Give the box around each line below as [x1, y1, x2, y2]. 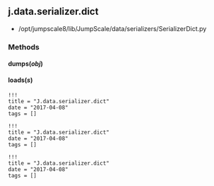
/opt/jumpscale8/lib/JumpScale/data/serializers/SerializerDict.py [18, 24, 207, 33]
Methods [8, 42, 40, 52]
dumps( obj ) [8, 59, 43, 68]
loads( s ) [8, 76, 33, 84]
